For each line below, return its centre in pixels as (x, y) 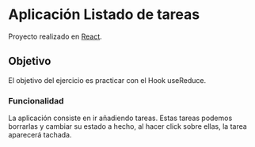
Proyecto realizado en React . (55, 36)
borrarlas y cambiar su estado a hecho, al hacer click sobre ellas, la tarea (127, 126)
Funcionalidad (36, 100)
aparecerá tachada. (40, 135)
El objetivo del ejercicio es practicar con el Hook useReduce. (107, 80)
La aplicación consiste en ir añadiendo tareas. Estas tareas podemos (120, 118)
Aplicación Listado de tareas (104, 15)
